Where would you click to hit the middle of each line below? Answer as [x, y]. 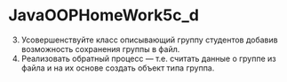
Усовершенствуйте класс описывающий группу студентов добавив [149, 40]
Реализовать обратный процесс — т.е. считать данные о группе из [148, 58]
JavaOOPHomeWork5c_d [104, 15]
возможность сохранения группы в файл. [100, 48]
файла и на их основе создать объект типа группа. [118, 68]
